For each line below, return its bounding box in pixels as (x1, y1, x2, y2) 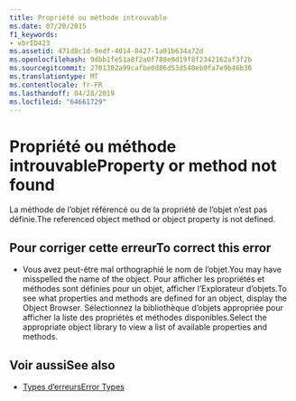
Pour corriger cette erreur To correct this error (9, 240, 272, 256)
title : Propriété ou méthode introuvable (9, 13, 168, 23)
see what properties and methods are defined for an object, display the (22, 293, 288, 303)
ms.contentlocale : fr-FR (9, 80, 103, 89)
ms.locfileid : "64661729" (9, 97, 106, 107)
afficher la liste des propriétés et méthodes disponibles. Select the (22, 312, 268, 323)
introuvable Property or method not (9, 155, 277, 176)
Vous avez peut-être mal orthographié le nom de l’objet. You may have (22, 264, 282, 275)
